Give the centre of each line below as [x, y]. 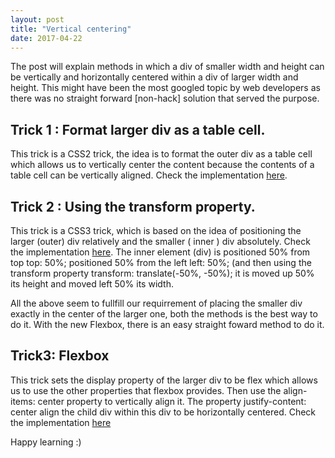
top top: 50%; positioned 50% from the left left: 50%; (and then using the [161, 262]
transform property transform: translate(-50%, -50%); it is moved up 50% [162, 273]
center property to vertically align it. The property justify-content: [172, 401]
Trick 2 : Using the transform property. [133, 206]
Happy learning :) [46, 442]
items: [23, 401]
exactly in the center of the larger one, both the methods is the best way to [164, 314]
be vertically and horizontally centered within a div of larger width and [154, 77]
